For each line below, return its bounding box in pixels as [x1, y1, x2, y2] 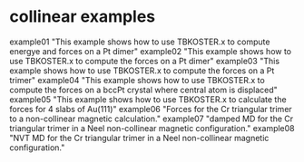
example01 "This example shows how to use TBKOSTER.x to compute [9, 36, 270, 47]
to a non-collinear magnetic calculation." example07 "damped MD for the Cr [9, 113, 294, 124]
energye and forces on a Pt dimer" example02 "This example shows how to [9, 45, 292, 56]
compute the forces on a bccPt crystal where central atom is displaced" [9, 84, 279, 95]
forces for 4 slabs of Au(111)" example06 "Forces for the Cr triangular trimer [9, 103, 292, 114]
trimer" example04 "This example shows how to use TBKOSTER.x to [9, 74, 265, 85]
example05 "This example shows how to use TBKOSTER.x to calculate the [9, 93, 288, 105]
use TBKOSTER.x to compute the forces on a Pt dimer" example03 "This [9, 55, 279, 66]
